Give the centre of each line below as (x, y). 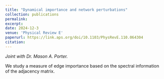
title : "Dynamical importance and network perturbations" (66, 10)
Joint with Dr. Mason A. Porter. (37, 56)
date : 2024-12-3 (22, 28)
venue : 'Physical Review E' (34, 33)
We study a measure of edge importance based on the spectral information (82, 66)
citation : (15, 42)
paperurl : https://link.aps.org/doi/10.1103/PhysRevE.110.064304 (74, 38)
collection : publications (32, 14)
